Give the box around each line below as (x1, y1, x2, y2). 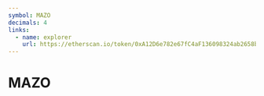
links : (8, 26, 30, 34)
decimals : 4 (8, 19, 47, 27)
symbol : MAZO (8, 11, 51, 20)
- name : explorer (15, 33, 72, 41)
